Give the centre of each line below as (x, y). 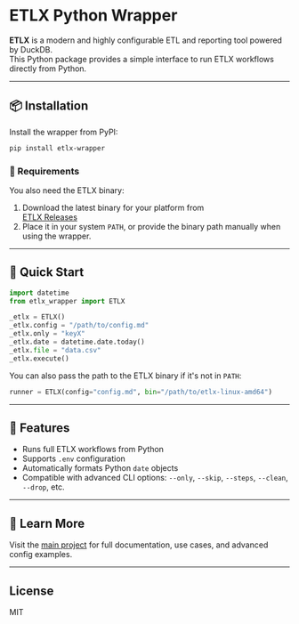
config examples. (41, 555)
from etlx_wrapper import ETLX (67, 301)
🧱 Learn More (47, 523)
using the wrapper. (57, 236)
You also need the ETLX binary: (67, 190)
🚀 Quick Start (47, 272)
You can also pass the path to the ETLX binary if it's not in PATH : (125, 376)
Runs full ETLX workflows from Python (93, 450)
